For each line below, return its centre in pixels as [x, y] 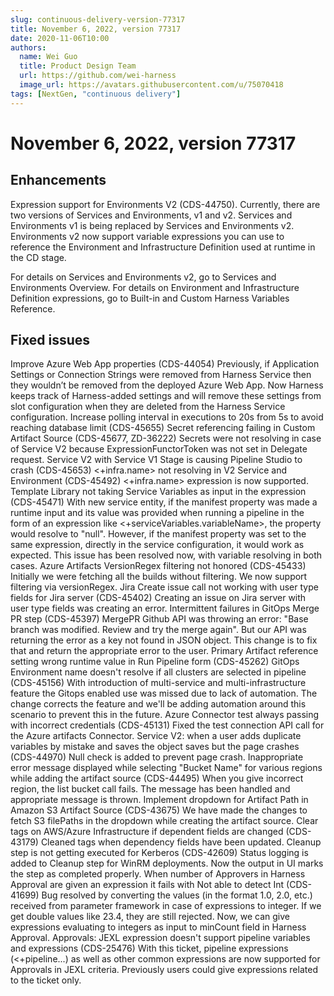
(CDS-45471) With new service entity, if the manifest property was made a [164, 502]
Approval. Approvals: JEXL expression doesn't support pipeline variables [160, 938]
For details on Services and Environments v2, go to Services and [143, 277]
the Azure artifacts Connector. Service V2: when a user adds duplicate [156, 736]
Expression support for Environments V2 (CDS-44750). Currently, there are [165, 204]
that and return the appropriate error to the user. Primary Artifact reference [164, 651]
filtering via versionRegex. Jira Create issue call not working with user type [164, 587]
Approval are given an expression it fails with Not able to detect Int [147, 885]
